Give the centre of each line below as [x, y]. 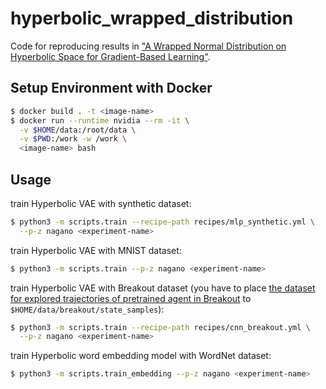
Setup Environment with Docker [111, 88]
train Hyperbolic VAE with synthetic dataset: [101, 203]
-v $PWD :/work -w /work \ [73, 139]
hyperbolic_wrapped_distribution [152, 18]
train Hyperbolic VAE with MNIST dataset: [96, 250]
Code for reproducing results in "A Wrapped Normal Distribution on [148, 46]
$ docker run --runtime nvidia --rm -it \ [100, 120]
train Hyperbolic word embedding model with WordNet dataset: [141, 356]
